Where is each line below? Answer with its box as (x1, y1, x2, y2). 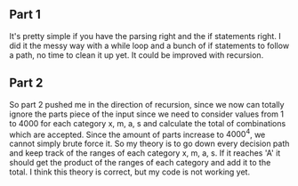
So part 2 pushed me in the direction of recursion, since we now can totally (9, 99, 285, 109)
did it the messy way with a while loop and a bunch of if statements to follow (9, 40, 290, 51)
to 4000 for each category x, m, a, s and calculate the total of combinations (9, 117, 286, 128)
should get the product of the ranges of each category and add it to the (9, 158, 271, 168)
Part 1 (9, 7, 42, 22)
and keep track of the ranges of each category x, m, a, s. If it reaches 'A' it (9, 148, 281, 158)
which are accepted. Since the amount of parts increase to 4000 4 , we (9, 127, 266, 140)
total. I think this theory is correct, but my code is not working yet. (9, 166, 251, 177)
